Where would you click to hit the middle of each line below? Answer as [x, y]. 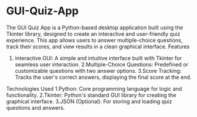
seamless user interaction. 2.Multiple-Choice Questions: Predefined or [101, 64]
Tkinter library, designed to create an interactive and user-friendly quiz [93, 33]
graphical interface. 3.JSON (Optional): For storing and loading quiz [89, 101]
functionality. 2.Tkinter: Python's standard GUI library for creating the [91, 95]
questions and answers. [36, 107]
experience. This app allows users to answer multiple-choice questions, [95, 40]
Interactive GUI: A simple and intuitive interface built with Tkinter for [98, 58]
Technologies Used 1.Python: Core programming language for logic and [94, 88]
